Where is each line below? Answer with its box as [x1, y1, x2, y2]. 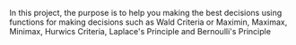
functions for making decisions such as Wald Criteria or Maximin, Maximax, [9, 17, 288, 27]
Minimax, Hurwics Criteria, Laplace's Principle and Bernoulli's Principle [9, 26, 272, 36]
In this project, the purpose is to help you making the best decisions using [9, 8, 283, 18]
